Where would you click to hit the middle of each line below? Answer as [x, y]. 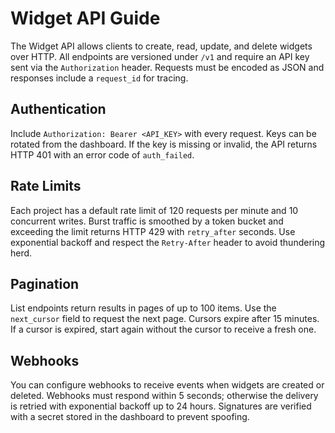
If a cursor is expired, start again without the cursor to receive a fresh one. [163, 329]
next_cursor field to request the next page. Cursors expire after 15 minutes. [165, 319]
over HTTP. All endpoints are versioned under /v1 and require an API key [160, 56]
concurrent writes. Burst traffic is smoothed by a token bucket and [147, 221]
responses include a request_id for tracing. [99, 78]
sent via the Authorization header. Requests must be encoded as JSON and [167, 67]
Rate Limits [46, 186]
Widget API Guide [85, 18]
